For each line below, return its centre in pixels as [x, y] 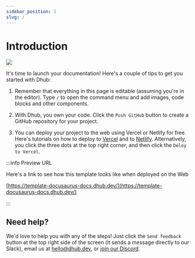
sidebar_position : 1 [31, 11]
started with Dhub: [28, 80]
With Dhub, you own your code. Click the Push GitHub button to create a [102, 115]
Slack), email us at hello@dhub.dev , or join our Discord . [73, 249]
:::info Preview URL [29, 163]
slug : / [16, 17]
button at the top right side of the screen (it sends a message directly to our [98, 243]
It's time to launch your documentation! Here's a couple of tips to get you [95, 74]
